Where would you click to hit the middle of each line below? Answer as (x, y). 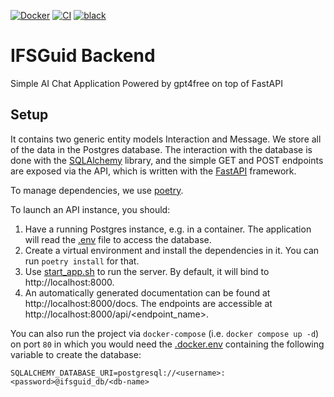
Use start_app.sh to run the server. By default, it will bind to (147, 271)
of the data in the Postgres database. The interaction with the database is (161, 149)
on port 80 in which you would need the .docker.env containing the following (167, 344)
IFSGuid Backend (83, 56)
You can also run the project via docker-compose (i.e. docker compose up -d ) (165, 333)
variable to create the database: (76, 354)
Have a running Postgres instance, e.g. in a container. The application (168, 229)
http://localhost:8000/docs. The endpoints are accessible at (148, 303)
